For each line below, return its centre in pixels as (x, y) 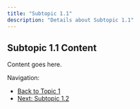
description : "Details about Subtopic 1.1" (71, 20)
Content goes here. (34, 65)
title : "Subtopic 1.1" (40, 13)
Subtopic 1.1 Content (52, 48)
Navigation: (23, 78)
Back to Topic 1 (39, 91)
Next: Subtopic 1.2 (43, 99)
